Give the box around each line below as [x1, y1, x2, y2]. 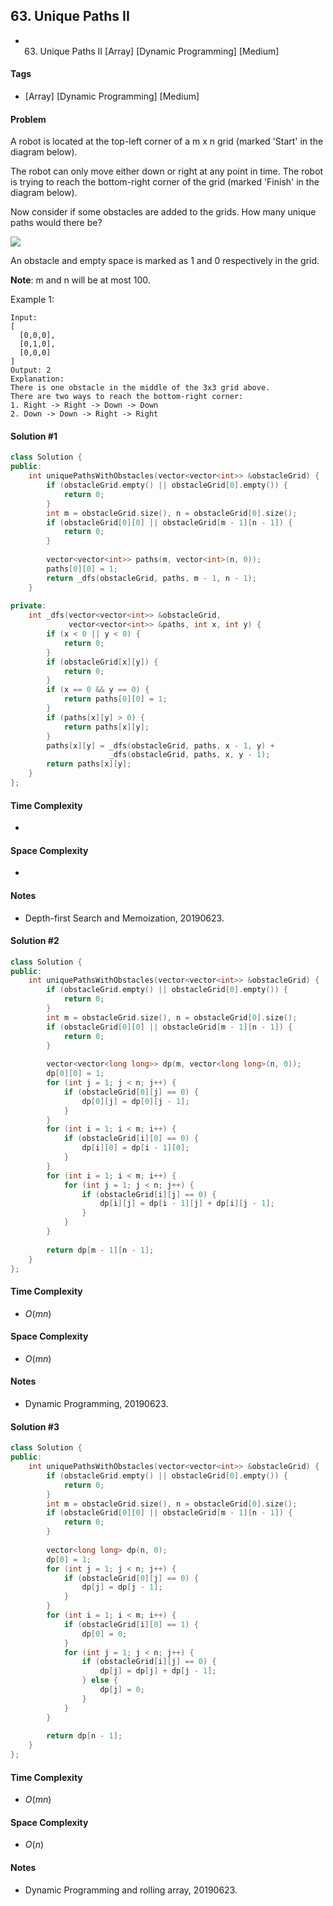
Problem [10, 113, 47, 125]
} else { [81, 1675, 118, 1686]
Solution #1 [10, 430, 58, 442]
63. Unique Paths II [10, 8, 130, 25]
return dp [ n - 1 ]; [46, 1731, 123, 1741]
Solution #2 [10, 935, 60, 947]
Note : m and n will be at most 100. [10, 274, 151, 286]
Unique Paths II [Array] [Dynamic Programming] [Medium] [39, 45, 280, 57]
